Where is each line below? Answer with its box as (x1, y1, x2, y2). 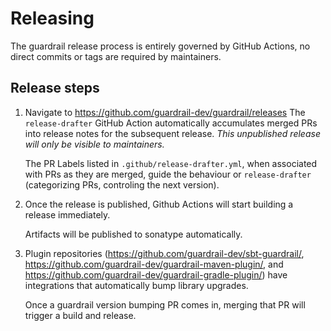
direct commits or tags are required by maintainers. (10, 50, 222, 62)
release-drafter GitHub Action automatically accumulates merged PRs (24, 117, 318, 129)
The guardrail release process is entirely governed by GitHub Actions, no (10, 40, 311, 52)
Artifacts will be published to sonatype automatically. (24, 228, 243, 240)
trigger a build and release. (24, 309, 137, 321)
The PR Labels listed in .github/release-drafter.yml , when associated (24, 157, 318, 169)
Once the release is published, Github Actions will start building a (24, 198, 294, 210)
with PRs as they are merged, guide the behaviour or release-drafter (24, 168, 312, 180)
